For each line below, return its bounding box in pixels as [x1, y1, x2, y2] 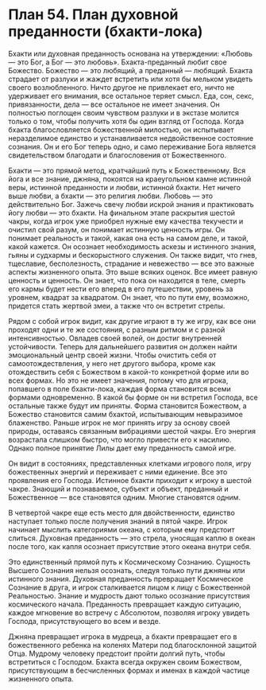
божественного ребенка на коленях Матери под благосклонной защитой [8, 640, 257, 649]
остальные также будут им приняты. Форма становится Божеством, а [8, 400, 248, 411]
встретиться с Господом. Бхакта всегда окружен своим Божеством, [8, 657, 242, 666]
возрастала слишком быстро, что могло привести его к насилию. [8, 435, 232, 444]
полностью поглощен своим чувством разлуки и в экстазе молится [8, 107, 240, 117]
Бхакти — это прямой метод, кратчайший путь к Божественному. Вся [8, 166, 246, 175]
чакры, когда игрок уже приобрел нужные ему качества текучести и [8, 216, 244, 226]
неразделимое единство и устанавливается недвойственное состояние [8, 133, 254, 142]
